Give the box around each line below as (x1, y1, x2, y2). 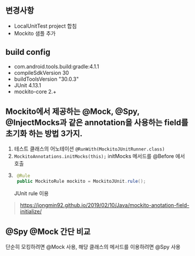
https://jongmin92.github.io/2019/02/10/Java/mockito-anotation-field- (19, 202, 190, 209)
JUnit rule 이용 (14, 190, 49, 197)
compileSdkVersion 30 (14, 69, 69, 76)
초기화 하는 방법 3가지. (5, 129, 83, 139)
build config (5, 47, 51, 57)
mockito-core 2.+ (14, 88, 57, 95)
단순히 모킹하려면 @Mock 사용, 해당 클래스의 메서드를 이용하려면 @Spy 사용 (5, 244, 181, 250)
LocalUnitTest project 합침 (14, 22, 77, 29)
